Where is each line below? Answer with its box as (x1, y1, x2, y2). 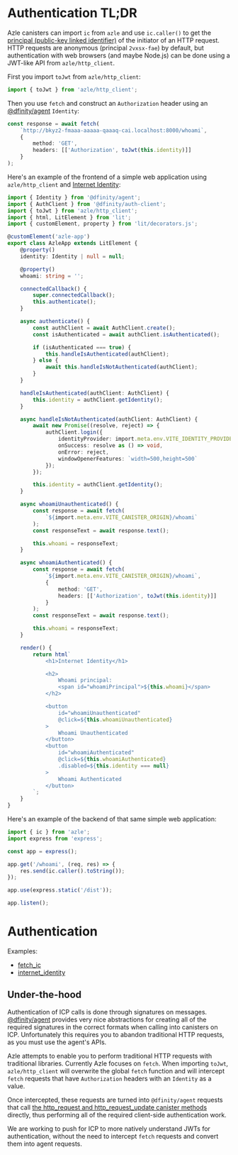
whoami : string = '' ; (20, 272, 84, 280)
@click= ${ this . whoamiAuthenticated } (57, 756, 166, 763)
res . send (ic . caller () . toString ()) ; (20, 867, 125, 875)
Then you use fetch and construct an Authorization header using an (7, 99, 208, 107)
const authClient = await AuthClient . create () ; (33, 324, 176, 332)
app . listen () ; (7, 899, 50, 907)
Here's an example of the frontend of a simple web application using (7, 173, 208, 181)
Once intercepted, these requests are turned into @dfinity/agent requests (7, 1095, 223, 1104)
